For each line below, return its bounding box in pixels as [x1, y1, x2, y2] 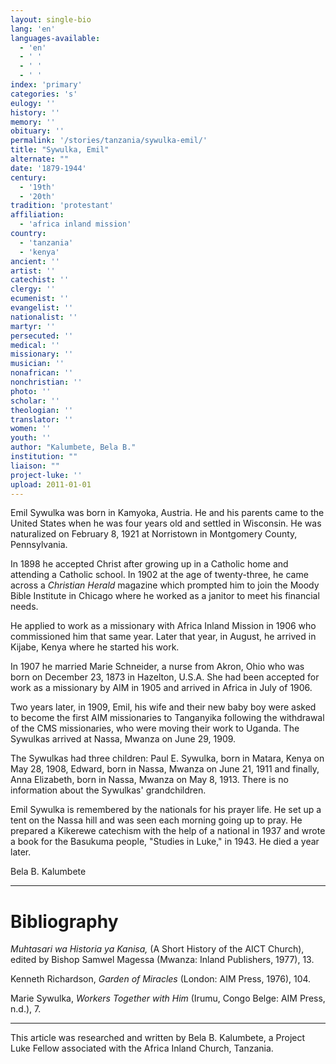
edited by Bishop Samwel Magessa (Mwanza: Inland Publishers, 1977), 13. [10, 954, 315, 966]
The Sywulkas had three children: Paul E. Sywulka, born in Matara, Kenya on [10, 752, 325, 765]
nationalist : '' [10, 312, 78, 322]
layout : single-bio [10, 14, 92, 25]
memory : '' [10, 117, 56, 127]
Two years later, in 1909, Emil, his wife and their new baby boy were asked [10, 701, 317, 713]
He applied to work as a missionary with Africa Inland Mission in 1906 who [10, 620, 317, 632]
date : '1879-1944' [10, 163, 87, 173]
